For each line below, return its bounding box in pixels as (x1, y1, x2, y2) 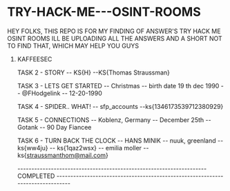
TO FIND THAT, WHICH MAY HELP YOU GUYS (7, 41, 140, 50)
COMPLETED (17, 172, 55, 180)
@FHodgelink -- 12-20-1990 (21, 89, 102, 97)
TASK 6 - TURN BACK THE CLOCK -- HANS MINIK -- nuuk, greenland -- (17, 136, 224, 145)
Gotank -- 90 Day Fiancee (17, 123, 92, 131)
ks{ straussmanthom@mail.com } (17, 151, 109, 159)
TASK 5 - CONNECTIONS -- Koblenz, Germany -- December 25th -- (17, 115, 212, 124)
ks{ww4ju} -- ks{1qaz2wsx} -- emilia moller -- (17, 143, 149, 152)
